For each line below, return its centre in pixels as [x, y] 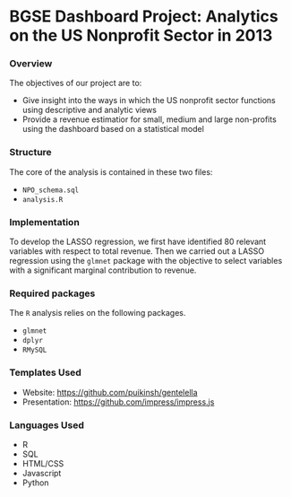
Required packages [52, 293]
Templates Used [46, 372]
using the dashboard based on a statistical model [113, 129]
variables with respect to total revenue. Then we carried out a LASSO [137, 251]
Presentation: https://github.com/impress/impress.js [118, 402]
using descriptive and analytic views [89, 110]
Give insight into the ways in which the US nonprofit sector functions [149, 100]
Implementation [45, 222]
